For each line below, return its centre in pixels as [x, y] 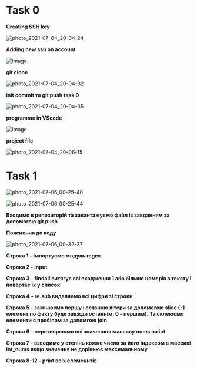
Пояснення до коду [31, 233]
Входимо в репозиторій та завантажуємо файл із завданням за [88, 215]
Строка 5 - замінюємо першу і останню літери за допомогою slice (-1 [96, 308]
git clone [17, 72]
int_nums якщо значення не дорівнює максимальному [77, 349]
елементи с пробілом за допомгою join [57, 320]
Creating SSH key [28, 27]
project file [20, 141]
